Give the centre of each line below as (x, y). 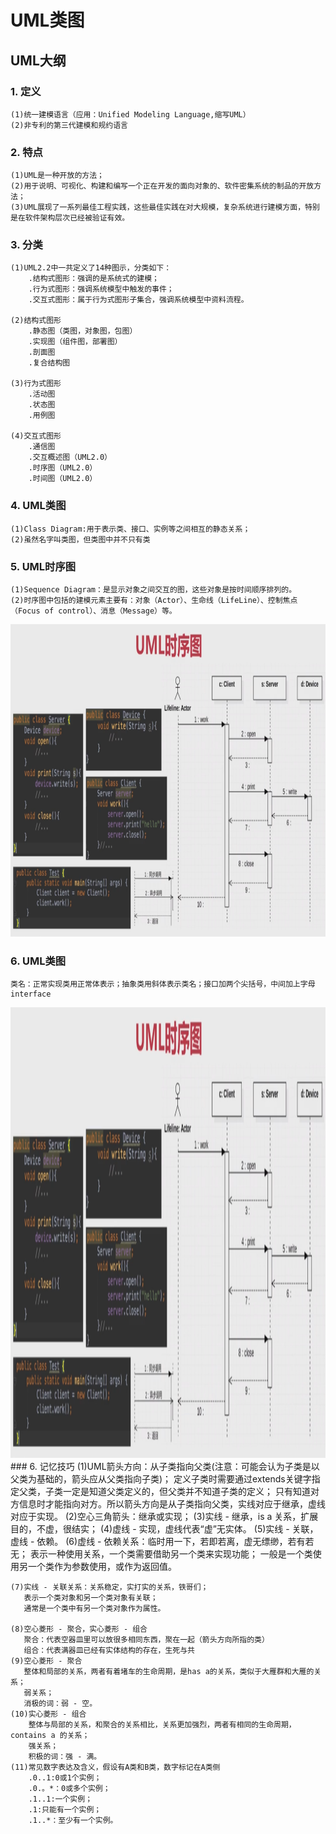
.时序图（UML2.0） (63, 468)
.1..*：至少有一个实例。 (73, 1821)
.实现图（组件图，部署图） (75, 342)
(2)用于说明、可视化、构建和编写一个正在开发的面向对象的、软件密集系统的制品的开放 (162, 186)
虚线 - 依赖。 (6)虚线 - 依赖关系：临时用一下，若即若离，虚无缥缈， (149, 1542)
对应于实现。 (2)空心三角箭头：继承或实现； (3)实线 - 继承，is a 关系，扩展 (164, 1517)
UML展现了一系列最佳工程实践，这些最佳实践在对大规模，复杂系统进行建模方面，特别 (171, 207)
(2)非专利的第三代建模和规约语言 (69, 125)
